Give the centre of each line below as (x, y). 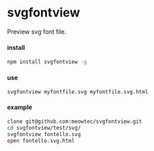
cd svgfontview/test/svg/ (44, 128)
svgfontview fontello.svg (44, 135)
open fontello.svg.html (41, 141)
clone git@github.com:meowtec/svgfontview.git (75, 121)
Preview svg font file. (37, 32)
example (20, 107)
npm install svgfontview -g (47, 62)
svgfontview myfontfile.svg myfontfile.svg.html (78, 92)
